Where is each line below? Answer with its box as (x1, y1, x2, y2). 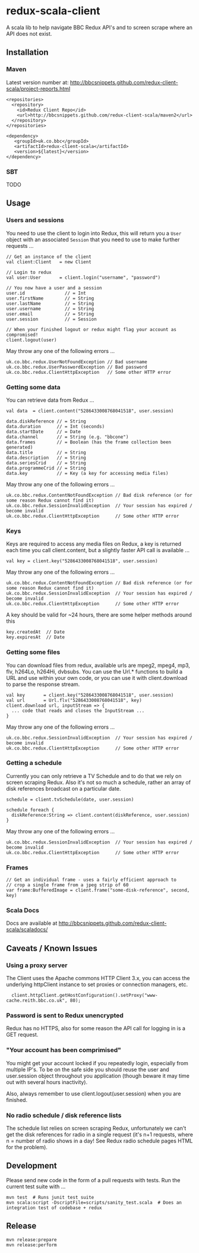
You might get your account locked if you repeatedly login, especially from (6, 1059, 189, 1066)
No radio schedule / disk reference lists (6, 1111, 122, 1119)
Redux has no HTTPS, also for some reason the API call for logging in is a (6, 1025, 186, 1032)
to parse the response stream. (6, 681, 80, 688)
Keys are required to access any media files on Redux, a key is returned (6, 540, 182, 547)
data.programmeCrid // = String (6, 465, 86, 471)
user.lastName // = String (6, 300, 94, 307)
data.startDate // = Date (6, 429, 81, 435)
